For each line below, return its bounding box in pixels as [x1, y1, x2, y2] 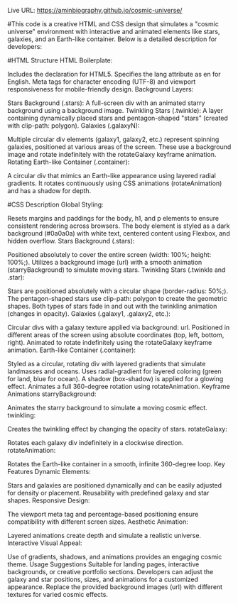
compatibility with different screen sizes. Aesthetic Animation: [7, 517, 188, 526]
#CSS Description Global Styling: [7, 200, 104, 209]
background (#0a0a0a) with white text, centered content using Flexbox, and [7, 229, 230, 237]
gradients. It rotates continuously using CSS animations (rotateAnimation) [7, 179, 222, 187]
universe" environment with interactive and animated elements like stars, [7, 28, 220, 35]
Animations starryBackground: [7, 390, 97, 398]
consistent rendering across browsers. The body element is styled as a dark [7, 221, 230, 230]
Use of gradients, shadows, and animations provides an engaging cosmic [7, 553, 222, 561]
